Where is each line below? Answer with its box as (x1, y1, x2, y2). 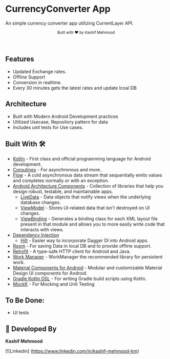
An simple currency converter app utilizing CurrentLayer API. (5, 20, 134, 26)
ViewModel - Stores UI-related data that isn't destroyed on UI (20, 205, 150, 211)
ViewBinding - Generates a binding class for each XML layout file (20, 216, 158, 222)
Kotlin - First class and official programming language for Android (12, 156, 151, 162)
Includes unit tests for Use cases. (12, 124, 83, 130)
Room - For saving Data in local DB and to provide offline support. (12, 243, 152, 249)
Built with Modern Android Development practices (12, 113, 119, 119)
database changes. (20, 200, 61, 206)
